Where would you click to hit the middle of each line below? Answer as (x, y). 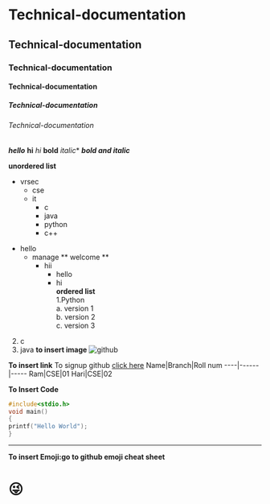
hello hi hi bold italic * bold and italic (69, 150)
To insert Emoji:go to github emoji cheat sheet (87, 457)
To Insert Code (33, 389)
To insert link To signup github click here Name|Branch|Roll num (115, 365)
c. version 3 (76, 325)
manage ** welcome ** (71, 257)
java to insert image (53, 349)
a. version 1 (75, 308)
